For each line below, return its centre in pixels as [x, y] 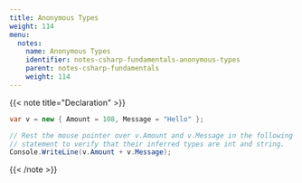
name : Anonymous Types [68, 52]
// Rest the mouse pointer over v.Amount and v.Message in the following [151, 135]
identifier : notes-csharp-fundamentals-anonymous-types [133, 60]
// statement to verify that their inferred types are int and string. [147, 144]
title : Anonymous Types [54, 18]
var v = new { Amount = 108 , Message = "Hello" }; [107, 119]
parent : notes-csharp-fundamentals [93, 69]
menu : [19, 34]
